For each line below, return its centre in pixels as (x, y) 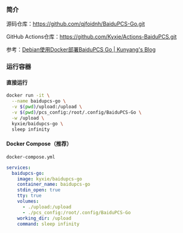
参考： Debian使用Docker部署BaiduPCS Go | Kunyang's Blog (81, 50)
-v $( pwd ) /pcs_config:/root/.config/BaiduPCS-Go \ (77, 113)
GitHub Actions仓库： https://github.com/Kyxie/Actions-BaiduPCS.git (91, 37)
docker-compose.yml (31, 157)
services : (19, 168)
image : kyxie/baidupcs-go (50, 179)
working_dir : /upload (44, 218)
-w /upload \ (28, 118)
